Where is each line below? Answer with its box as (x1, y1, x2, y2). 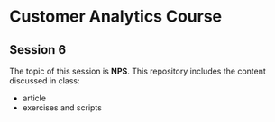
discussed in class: (9, 75, 80, 86)
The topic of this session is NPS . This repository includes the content (9, 65, 266, 76)
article (22, 92, 47, 103)
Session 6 (9, 42, 67, 57)
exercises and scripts (22, 102, 102, 113)
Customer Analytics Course (9, 6, 223, 27)
